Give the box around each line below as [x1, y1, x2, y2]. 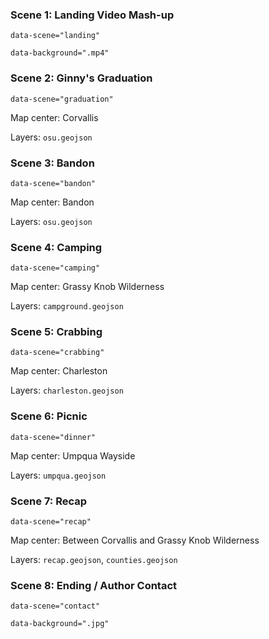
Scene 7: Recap [10, 494, 88, 508]
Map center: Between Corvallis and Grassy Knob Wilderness [10, 534, 260, 547]
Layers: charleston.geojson [10, 384, 124, 397]
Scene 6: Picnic [10, 409, 88, 423]
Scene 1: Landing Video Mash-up [10, 8, 175, 22]
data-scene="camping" [10, 263, 101, 273]
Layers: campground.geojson [10, 300, 124, 312]
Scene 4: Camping [10, 240, 103, 254]
